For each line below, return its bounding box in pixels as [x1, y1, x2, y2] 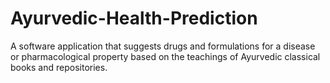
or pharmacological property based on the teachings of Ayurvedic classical [10, 50, 321, 62]
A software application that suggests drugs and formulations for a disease [10, 40, 316, 52]
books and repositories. [10, 61, 108, 73]
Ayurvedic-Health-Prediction [10, 7, 258, 30]
